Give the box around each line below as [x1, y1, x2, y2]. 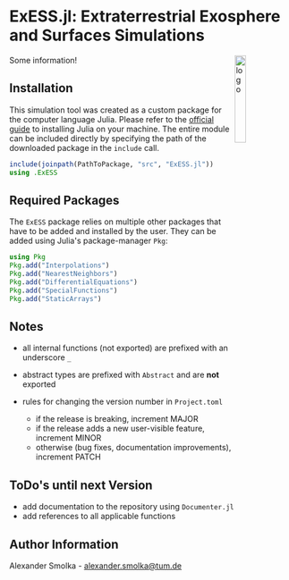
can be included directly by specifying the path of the [9, 132, 208, 144]
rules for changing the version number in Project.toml [21, 396, 224, 408]
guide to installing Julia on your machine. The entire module [9, 123, 230, 134]
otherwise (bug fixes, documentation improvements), [35, 442, 232, 453]
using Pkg [9, 253, 47, 262]
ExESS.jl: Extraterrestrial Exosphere [9, 6, 281, 27]
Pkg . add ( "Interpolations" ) [9, 261, 110, 270]
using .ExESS [9, 168, 58, 177]
